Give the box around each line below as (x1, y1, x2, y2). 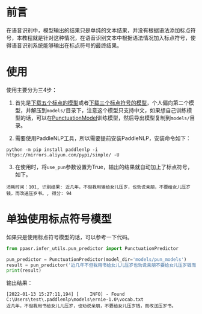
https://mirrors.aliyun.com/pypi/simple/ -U (6, 152, 120, 158)
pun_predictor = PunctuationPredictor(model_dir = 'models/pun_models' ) (6, 256, 187, 263)
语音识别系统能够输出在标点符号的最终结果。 (11, 42, 122, 49)
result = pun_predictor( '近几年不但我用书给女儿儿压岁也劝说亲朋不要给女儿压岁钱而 (6, 262, 197, 268)
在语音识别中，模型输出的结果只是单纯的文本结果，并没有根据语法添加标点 (6, 27, 191, 34)
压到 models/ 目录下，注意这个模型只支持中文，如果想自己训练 (35, 106, 187, 114)
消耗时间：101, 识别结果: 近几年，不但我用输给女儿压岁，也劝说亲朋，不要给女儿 (6, 184, 182, 190)
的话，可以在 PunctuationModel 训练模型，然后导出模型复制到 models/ (20, 114, 190, 121)
